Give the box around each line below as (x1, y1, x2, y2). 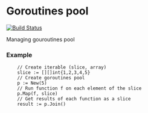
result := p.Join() (17, 101, 66, 108)
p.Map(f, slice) (17, 91, 59, 97)
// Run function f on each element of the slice (17, 85, 142, 91)
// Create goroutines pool (17, 75, 85, 81)
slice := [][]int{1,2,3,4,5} (17, 70, 91, 76)
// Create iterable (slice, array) (17, 64, 107, 70)
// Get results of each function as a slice (17, 96, 131, 102)
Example (6, 50, 33, 59)
